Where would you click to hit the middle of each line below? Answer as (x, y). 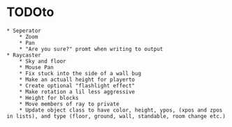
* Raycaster (24, 55)
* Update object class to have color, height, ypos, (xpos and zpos (121, 110)
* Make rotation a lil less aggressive (77, 91)
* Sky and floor (43, 61)
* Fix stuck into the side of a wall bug (80, 73)
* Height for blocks (49, 98)
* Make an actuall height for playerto (77, 80)
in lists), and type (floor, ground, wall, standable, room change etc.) (116, 116)
